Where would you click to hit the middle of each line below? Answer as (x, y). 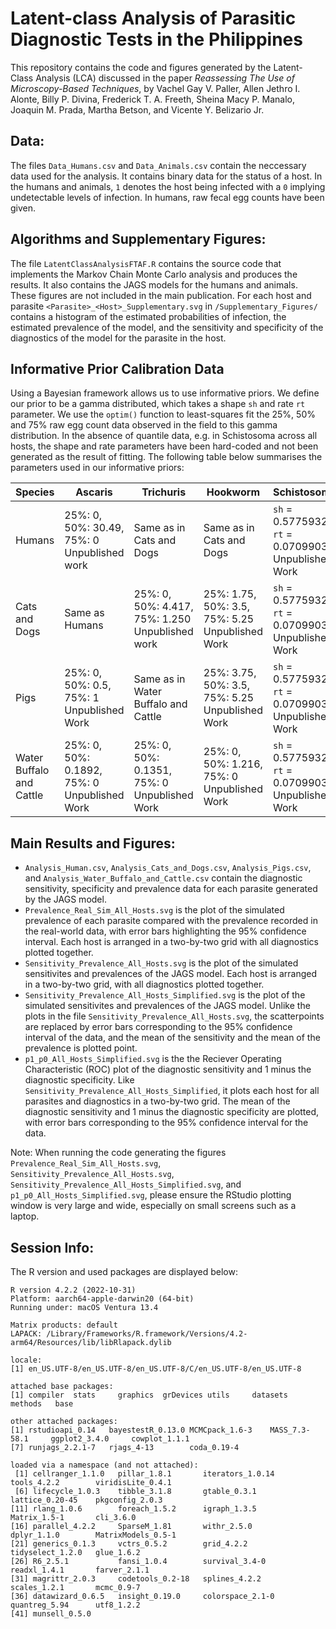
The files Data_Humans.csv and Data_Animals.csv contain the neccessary (158, 165)
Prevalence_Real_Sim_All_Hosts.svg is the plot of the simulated (154, 910)
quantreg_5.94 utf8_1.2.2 (75, 1605)
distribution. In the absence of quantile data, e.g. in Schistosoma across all (164, 436)
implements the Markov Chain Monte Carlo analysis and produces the (154, 274)
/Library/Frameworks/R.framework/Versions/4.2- (147, 1334)
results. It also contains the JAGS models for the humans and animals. (154, 284)
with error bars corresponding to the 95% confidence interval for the (166, 1123)
